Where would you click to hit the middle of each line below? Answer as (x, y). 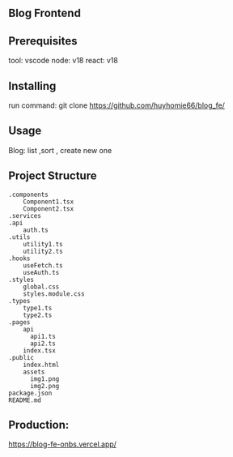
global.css (41, 287)
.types (19, 301)
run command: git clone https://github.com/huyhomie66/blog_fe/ (116, 105)
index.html (41, 365)
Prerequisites (43, 41)
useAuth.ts (41, 272)
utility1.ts (43, 244)
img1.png (44, 379)
